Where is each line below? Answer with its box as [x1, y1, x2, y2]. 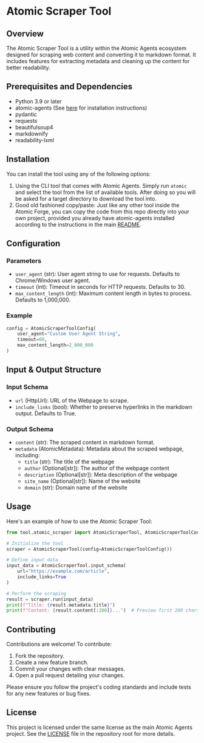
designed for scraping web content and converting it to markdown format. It [6, 51, 196, 58]
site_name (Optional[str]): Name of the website [24, 477, 141, 485]
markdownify [15, 130, 49, 137]
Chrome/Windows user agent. [15, 277, 90, 284]
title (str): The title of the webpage [24, 458, 114, 465]
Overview [6, 29, 44, 39]
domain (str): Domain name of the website [24, 483, 127, 491]
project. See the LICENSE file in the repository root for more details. [6, 730, 175, 737]
